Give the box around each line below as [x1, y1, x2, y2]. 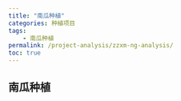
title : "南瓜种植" [8, 11, 66, 20]
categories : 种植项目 [8, 19, 76, 27]
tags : [8, 26, 26, 34]
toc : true [8, 49, 42, 57]
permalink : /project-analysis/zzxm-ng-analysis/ [8, 42, 174, 50]
